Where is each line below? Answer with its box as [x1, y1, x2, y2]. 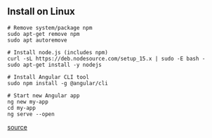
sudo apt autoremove [7, 37, 68, 44]
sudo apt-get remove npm [7, 30, 80, 37]
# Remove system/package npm [7, 24, 93, 31]
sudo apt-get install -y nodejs [7, 61, 102, 68]
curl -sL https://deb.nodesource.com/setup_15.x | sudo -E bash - [7, 55, 206, 62]
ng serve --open [7, 111, 55, 118]
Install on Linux [7, 6, 75, 18]
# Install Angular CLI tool [7, 73, 90, 80]
